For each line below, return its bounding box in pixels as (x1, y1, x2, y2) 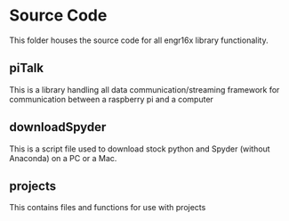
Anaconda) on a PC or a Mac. (9, 152, 117, 163)
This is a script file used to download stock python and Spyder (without (9, 143, 270, 154)
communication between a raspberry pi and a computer (9, 94, 213, 104)
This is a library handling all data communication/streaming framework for (9, 84, 280, 94)
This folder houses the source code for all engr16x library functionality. (9, 35, 269, 45)
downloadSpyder (9, 119, 107, 135)
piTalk (9, 61, 44, 76)
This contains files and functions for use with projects (9, 202, 206, 213)
